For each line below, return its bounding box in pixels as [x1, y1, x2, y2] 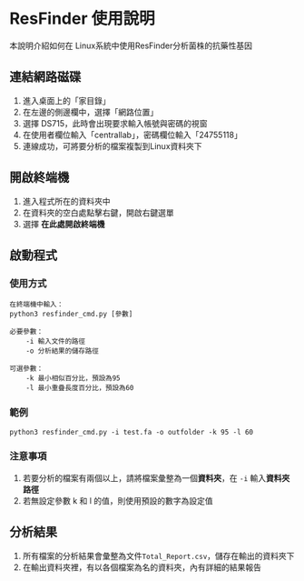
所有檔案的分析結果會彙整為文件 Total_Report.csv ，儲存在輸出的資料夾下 [22, 550, 295, 561]
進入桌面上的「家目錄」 [22, 95, 111, 105]
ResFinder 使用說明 [9, 8, 156, 29]
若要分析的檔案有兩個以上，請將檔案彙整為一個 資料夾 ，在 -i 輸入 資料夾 [22, 472, 290, 483]
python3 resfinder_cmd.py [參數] [9, 310, 133, 319]
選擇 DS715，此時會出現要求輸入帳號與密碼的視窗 [22, 117, 208, 128]
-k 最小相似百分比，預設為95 [25, 374, 121, 383]
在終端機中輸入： [9, 300, 64, 309]
